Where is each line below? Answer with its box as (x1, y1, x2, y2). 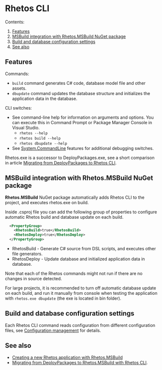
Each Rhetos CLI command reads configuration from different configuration (5, 322, 156, 328)
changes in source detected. (5, 276, 62, 282)
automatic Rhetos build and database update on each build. (5, 214, 124, 220)
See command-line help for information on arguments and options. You (12, 114, 154, 120)
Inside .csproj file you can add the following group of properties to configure (5, 209, 157, 215)
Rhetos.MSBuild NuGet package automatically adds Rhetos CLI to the (5, 194, 145, 200)
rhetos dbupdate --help (19, 141, 68, 146)
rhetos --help (19, 130, 48, 136)
